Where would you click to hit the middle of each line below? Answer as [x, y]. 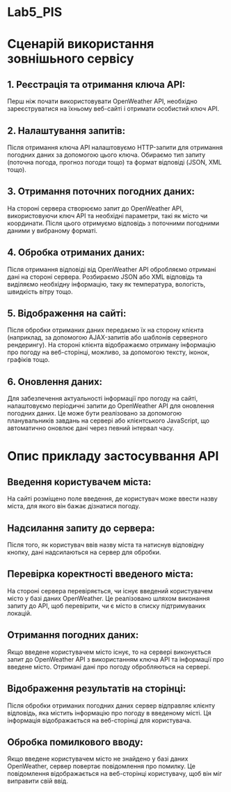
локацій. [19, 613]
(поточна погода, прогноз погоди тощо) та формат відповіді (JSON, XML [115, 162]
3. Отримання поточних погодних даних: [101, 191]
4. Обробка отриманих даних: [76, 253]
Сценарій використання [81, 44]
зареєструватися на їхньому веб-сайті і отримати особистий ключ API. [113, 109]
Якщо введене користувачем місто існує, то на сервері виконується [109, 652]
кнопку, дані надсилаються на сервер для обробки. [84, 552]
